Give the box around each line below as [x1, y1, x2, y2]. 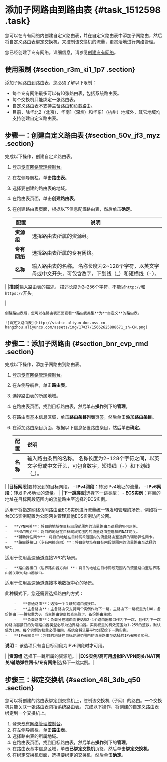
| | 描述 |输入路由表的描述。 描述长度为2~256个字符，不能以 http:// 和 [5, 284, 146, 290]
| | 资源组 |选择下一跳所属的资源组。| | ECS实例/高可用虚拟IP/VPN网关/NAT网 [5, 653, 161, 659]
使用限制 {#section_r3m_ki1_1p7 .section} [5, 65, 136, 74]
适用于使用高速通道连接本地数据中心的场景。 [5, 580, 97, 586]
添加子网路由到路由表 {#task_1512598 [5, 4, 161, 16]
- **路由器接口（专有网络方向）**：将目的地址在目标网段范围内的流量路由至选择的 [5, 540, 157, 545]
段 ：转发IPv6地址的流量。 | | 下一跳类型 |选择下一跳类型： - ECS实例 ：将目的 [5, 490, 161, 496]
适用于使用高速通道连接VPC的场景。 [5, 555, 80, 561]
